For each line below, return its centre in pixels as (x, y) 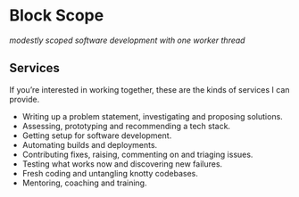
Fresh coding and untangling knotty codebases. (110, 173)
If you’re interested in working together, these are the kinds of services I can (149, 89)
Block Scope (57, 16)
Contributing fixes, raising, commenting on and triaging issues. (137, 154)
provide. (25, 99)
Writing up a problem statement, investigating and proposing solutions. (152, 116)
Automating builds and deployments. (90, 144)
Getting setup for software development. (97, 135)
